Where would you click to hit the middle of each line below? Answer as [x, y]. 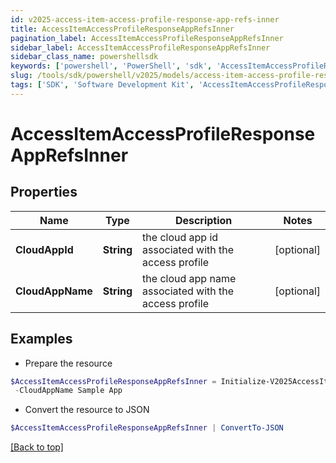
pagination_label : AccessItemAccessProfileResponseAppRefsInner [147, 38]
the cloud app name [189, 278]
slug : [21, 76]
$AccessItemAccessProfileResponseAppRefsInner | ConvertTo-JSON [147, 428]
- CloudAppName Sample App [68, 391]
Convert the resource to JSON [87, 410]
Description [203, 220]
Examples [41, 339]
